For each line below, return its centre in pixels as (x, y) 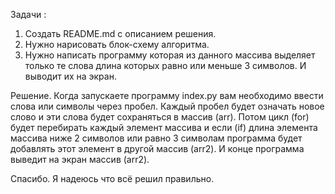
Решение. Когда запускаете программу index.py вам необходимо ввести (167, 95)
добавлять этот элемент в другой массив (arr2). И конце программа (157, 148)
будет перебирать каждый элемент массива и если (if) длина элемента (164, 127)
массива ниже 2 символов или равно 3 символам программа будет (156, 138)
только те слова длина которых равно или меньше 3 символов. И (165, 65)
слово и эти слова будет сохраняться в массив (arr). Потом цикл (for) (160, 117)
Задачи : (28, 14)
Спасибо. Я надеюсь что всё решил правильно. (112, 178)
